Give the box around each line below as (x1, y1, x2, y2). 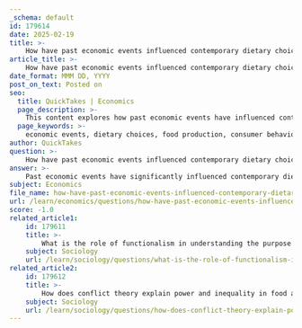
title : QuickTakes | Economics (17, 96, 135, 106)
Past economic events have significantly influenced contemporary (25, 172, 280, 181)
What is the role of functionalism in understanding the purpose (41, 239, 292, 248)
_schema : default (9, 13, 75, 22)
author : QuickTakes (9, 138, 83, 147)
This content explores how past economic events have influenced (25, 113, 276, 122)
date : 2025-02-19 (9, 30, 75, 39)
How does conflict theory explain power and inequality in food (41, 288, 288, 297)
